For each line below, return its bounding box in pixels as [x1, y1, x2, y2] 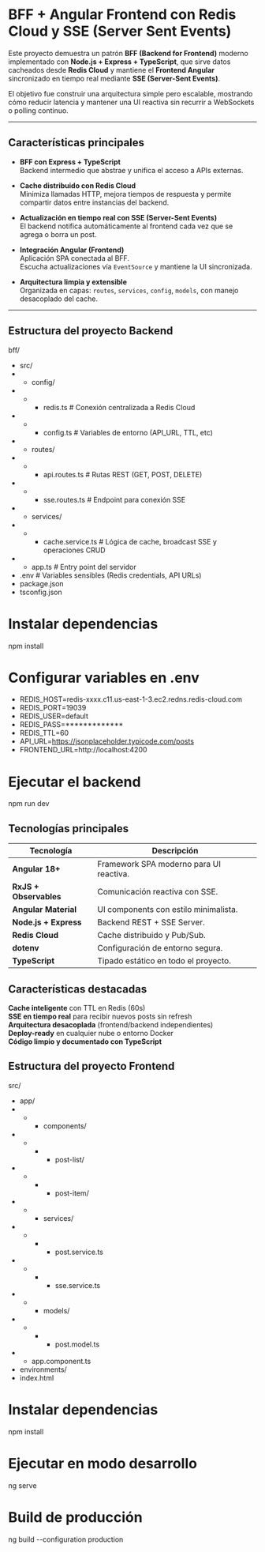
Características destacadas [8, 982, 147, 996]
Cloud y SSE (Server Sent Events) [8, 22, 232, 40]
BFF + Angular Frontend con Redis [8, 6, 237, 24]
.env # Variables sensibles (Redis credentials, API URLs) [19, 571, 202, 580]
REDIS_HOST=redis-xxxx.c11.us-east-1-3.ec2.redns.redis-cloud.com [19, 695, 243, 704]
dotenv [12, 943, 39, 954]
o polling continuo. [8, 105, 69, 115]
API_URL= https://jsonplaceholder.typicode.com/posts [19, 736, 195, 746]
